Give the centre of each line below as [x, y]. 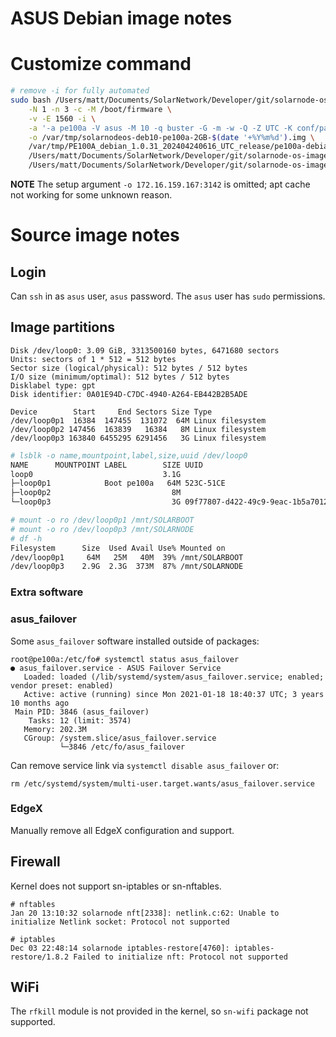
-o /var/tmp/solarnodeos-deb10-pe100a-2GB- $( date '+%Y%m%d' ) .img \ [171, 137]
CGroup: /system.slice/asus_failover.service [120, 738]
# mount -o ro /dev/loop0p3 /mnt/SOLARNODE [102, 529]
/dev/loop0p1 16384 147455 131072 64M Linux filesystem [138, 420]
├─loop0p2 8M [96, 493]
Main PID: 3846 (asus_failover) [82, 712]
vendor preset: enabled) [62, 685]
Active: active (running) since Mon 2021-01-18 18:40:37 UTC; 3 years [174, 694]
